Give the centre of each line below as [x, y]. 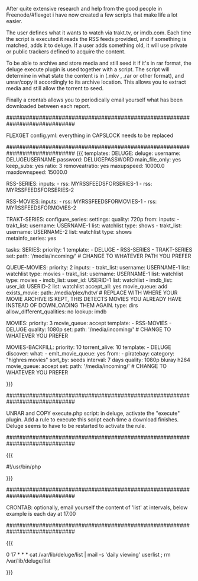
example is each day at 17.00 [41, 514]
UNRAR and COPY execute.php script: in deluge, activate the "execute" [93, 413]
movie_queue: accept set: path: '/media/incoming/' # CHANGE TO [87, 366]
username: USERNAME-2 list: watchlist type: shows [69, 232]
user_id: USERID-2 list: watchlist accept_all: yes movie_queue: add [87, 286]
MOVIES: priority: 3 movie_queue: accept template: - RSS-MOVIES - [89, 323]
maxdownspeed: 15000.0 [37, 172]
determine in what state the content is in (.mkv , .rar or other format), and [95, 76]
